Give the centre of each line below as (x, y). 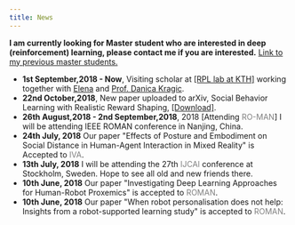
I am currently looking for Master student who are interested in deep (138, 43)
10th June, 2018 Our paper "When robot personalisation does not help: (152, 202)
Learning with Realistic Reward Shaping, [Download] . (119, 107)
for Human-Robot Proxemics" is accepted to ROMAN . (120, 192)
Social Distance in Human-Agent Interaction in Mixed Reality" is (138, 145)
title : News (31, 17)
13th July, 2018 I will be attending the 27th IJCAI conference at (137, 164)
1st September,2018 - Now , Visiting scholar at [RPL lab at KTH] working (154, 79)
